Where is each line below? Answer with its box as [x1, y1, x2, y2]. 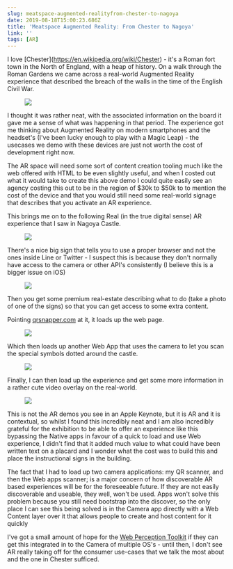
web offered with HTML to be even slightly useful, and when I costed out [7, 169, 216, 177]
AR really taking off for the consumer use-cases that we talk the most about [7, 547, 225, 556]
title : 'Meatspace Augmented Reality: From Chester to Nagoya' [7, 23, 195, 30]
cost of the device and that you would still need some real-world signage [7, 191, 217, 200]
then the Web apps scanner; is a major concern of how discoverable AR [7, 475, 214, 483]
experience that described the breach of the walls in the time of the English [7, 77, 223, 86]
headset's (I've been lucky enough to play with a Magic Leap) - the [7, 134, 200, 142]
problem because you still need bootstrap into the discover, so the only [7, 497, 211, 506]
